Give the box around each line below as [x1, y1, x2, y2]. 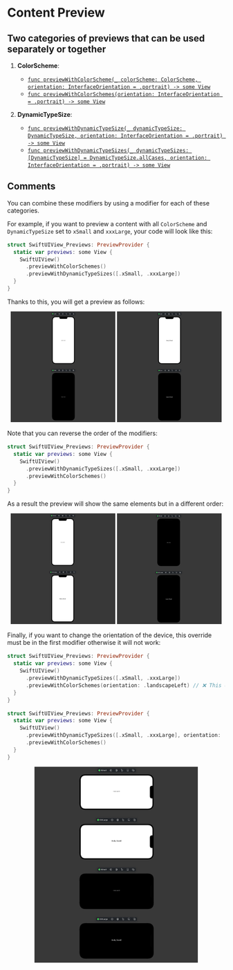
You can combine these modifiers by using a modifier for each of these [7, 199, 209, 207]
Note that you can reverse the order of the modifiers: [7, 429, 158, 437]
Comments [7, 181, 56, 192]
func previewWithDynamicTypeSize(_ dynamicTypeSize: [27, 125, 183, 132]
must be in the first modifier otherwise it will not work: [7, 639, 161, 647]
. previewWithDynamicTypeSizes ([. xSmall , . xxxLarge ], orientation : [25, 732, 221, 739]
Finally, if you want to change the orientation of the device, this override [7, 631, 212, 639]
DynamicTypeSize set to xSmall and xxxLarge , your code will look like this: [7, 227, 213, 235]
